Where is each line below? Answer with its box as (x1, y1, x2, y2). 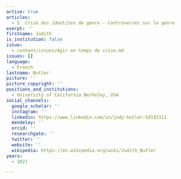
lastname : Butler (6, 70, 50, 76)
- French (11, 64, 33, 70)
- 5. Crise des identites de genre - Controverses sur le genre (11, 20, 175, 26)
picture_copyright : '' (6, 81, 63, 87)
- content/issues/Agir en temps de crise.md (11, 48, 124, 54)
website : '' (11, 141, 42, 148)
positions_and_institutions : (6, 87, 79, 92)
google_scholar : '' (11, 103, 60, 109)
